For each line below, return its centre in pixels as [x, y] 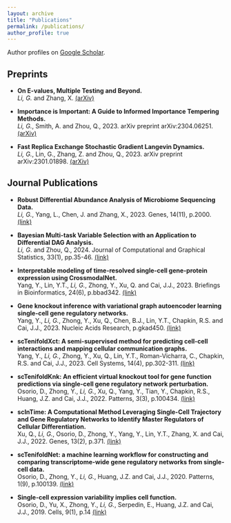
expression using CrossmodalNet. [67, 277]
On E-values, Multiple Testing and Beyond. [80, 91]
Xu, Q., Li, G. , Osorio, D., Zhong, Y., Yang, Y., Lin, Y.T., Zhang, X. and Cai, [120, 434]
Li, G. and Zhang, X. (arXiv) [56, 98]
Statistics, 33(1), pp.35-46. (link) [63, 257]
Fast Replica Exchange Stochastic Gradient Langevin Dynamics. [111, 147]
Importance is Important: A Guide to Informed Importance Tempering [118, 112]
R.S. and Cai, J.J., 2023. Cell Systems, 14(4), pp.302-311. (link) [106, 363]
